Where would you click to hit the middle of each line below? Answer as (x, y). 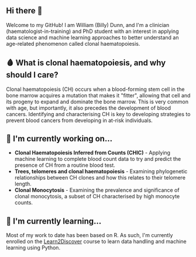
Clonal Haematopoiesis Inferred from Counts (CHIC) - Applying (92, 153)
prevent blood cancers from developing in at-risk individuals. (80, 120)
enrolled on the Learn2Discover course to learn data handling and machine (96, 242)
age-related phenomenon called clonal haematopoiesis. (73, 43)
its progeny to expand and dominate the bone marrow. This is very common (97, 102)
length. (23, 184)
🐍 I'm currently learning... (54, 221)
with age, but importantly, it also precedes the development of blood (89, 108)
